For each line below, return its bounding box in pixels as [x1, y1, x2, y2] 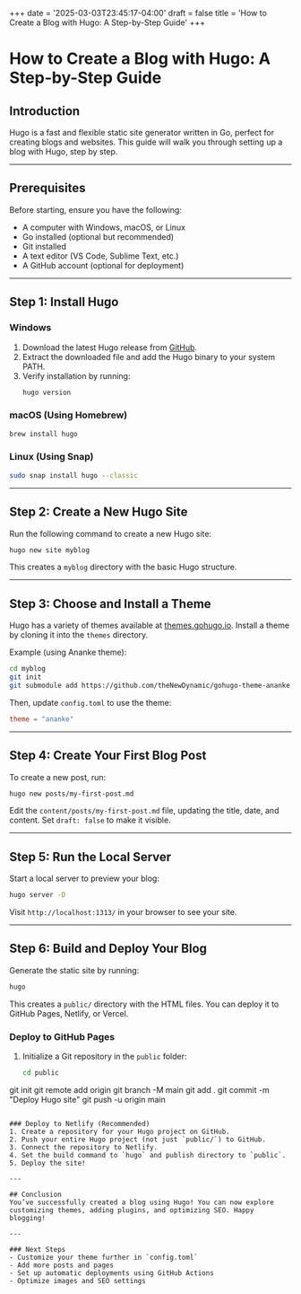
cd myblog [9, 665, 47, 673]
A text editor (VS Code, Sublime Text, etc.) [21, 251, 179, 261]
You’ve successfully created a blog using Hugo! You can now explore [9, 1198, 275, 1207]
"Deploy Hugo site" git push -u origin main [9, 1094, 166, 1105]
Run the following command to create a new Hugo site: [9, 528, 212, 539]
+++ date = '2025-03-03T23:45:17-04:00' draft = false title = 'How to [9, 8, 267, 18]
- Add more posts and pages [9, 1261, 115, 1270]
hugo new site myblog [9, 545, 90, 555]
